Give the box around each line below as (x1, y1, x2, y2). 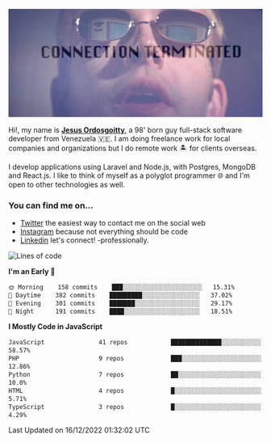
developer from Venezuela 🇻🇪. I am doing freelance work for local (8, 134, 231, 144)
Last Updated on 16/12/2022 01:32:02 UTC (8, 425, 151, 435)
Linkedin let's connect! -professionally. (19, 235, 149, 245)
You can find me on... (8, 200, 94, 211)
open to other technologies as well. (8, 179, 125, 190)
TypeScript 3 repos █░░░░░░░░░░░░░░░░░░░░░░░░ (8, 403, 262, 411)
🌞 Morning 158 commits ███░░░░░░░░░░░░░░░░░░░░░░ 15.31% (8, 284, 236, 292)
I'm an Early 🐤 (8, 267, 56, 276)
